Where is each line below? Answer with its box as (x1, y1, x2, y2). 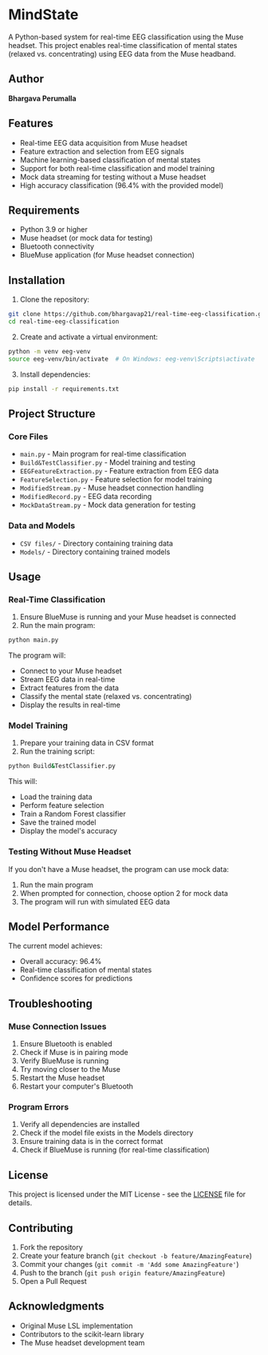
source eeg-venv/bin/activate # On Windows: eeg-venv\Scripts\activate (8, 354, 255, 363)
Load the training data (19, 792, 93, 801)
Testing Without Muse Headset (8, 846, 132, 857)
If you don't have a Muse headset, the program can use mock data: (8, 864, 230, 873)
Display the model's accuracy (19, 826, 118, 836)
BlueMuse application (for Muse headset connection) (19, 250, 195, 260)
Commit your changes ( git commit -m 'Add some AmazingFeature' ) (19, 1260, 239, 1269)
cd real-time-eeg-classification (8, 318, 120, 326)
